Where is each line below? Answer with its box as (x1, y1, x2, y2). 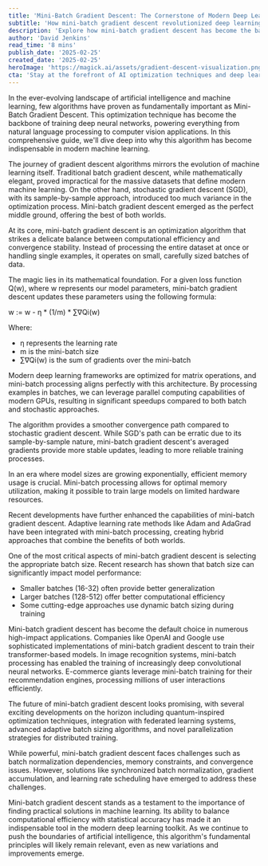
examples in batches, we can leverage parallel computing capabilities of (8, 388, 246, 397)
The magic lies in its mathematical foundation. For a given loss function (8, 274, 242, 284)
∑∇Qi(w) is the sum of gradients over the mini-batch (19, 355, 191, 364)
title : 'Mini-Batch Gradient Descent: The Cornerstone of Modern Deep (8, 11, 248, 20)
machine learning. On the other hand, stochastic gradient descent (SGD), (8, 184, 249, 194)
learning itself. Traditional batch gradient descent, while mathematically (8, 167, 243, 177)
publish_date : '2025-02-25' (8, 49, 102, 57)
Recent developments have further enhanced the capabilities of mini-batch (8, 510, 255, 519)
